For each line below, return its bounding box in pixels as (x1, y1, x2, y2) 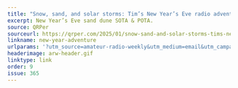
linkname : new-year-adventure (7, 37, 97, 44)
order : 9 (7, 63, 33, 70)
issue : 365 (7, 70, 40, 77)
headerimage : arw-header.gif (7, 50, 93, 57)
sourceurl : (7, 30, 40, 38)
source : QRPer (7, 23, 50, 31)
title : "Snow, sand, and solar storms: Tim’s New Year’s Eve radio (7, 10, 211, 18)
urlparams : (7, 43, 40, 50)
